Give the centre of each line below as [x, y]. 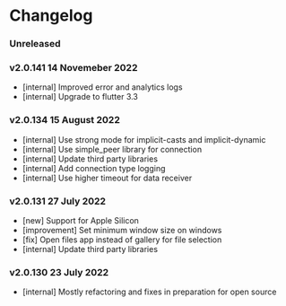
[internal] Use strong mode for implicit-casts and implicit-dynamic [144, 139]
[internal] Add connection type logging [94, 168]
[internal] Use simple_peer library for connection [112, 149]
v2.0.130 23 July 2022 [59, 272]
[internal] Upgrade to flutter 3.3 [80, 97]
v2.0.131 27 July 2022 [57, 201]
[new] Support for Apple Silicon [80, 220]
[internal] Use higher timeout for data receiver [107, 178]
